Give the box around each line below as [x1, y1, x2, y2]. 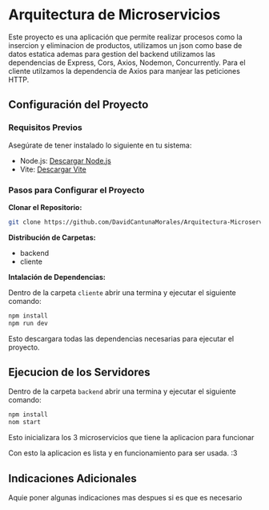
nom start [8, 419, 42, 427]
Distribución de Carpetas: [8, 233, 96, 242]
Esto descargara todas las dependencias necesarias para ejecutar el [8, 334, 235, 343]
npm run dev [8, 319, 48, 327]
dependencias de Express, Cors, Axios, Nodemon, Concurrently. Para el [8, 58, 246, 67]
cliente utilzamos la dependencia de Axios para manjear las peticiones [8, 66, 240, 75]
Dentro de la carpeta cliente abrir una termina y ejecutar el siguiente [8, 287, 236, 297]
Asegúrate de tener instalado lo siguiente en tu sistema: [8, 140, 192, 150]
